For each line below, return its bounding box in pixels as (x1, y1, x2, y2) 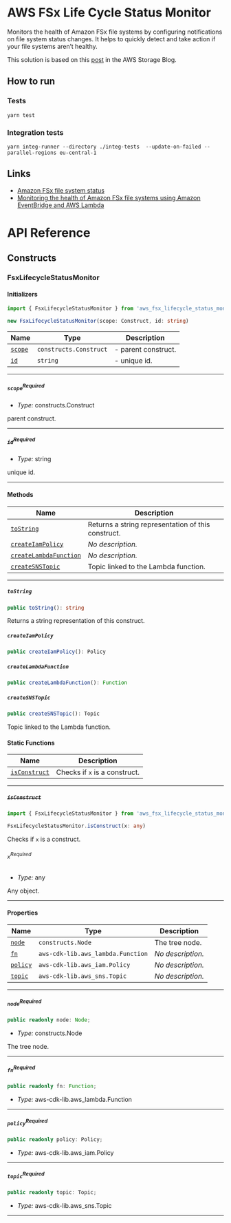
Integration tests (7, 127, 64, 137)
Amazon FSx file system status (16, 186, 105, 194)
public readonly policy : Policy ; (7, 1136, 103, 1143)
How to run (7, 76, 56, 87)
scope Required (7, 382, 45, 392)
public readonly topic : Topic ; (7, 1189, 97, 1196)
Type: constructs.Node (16, 1029, 82, 1037)
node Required (7, 998, 42, 1008)
